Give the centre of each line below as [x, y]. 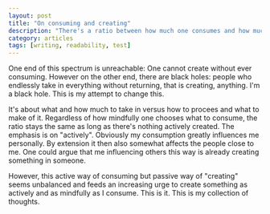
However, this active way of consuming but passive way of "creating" [123, 176]
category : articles [41, 38]
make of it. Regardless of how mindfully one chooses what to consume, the [133, 118]
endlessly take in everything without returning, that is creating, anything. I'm [134, 86]
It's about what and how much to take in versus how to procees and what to [134, 110]
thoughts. [24, 202]
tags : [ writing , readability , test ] [70, 46]
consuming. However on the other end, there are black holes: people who [130, 77]
